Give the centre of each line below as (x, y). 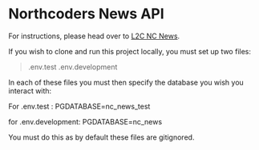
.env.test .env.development (73, 67)
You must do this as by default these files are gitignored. (101, 137)
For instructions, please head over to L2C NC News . (94, 36)
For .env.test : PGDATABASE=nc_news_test (79, 106)
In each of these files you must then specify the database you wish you (126, 82)
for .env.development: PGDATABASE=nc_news (85, 121)
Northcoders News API (86, 14)
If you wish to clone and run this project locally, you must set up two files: (129, 51)
